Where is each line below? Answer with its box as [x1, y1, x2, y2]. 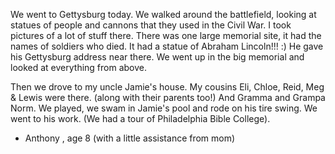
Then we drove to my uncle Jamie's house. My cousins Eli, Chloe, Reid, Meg [10, 81, 325, 93]
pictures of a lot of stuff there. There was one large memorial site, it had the [10, 30, 322, 41]
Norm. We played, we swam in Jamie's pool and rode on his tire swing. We [10, 102, 318, 114]
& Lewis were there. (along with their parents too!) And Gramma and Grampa [10, 92, 326, 103]
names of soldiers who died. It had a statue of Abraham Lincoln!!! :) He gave [10, 40, 324, 52]
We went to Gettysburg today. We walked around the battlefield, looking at [10, 9, 317, 20]
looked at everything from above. [10, 62, 148, 73]
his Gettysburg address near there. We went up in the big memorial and [10, 51, 305, 63]
